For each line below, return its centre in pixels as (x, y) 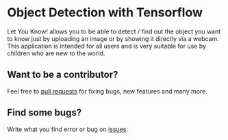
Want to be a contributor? (63, 75)
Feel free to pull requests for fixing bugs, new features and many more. (107, 91)
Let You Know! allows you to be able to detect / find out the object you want (114, 31)
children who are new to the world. (56, 53)
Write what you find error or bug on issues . (68, 129)
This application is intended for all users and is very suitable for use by (107, 46)
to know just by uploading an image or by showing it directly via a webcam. (113, 38)
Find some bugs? (45, 113)
